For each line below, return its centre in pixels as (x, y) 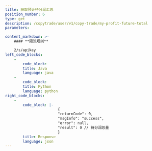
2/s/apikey (25, 50)
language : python (40, 91)
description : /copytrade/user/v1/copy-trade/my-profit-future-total (76, 23)
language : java (38, 73)
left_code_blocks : (24, 54)
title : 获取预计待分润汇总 (29, 10)
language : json (38, 141)
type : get (15, 19)
